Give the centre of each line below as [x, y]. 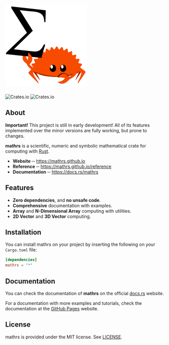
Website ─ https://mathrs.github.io [49, 161]
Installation [23, 232]
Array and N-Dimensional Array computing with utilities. [72, 211]
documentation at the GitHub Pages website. [52, 308]
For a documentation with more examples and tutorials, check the [74, 303]
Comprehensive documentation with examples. [62, 206]
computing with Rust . [27, 151]
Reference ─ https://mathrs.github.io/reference [62, 166]
